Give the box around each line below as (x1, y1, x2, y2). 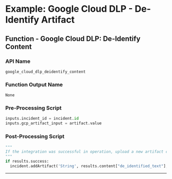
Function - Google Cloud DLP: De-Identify (5, 34, 141, 43)
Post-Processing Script (5, 133, 65, 140)
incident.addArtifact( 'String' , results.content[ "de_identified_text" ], (10, 164, 168, 169)
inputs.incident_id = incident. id (5, 116, 79, 121)
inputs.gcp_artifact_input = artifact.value (5, 121, 102, 126)
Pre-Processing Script (5, 104, 62, 111)
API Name (5, 57, 31, 64)
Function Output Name (5, 81, 63, 88)
